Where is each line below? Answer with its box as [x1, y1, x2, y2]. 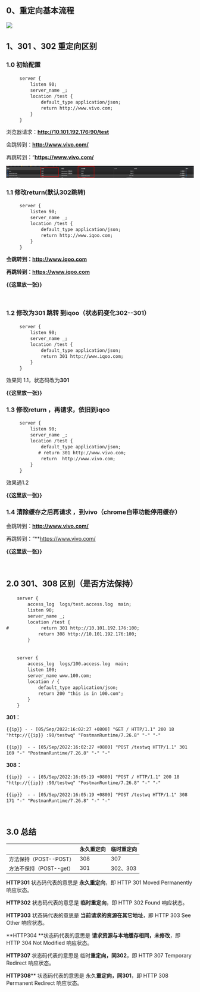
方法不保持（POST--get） [8, 865, 74, 872]
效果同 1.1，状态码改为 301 [6, 376, 70, 383]
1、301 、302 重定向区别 [6, 41, 97, 52]
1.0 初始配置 [6, 61, 41, 69]
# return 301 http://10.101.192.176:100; [6, 625, 140, 631]
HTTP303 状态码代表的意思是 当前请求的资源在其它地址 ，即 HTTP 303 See [6, 912, 192, 919]
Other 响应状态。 [6, 919, 48, 927]
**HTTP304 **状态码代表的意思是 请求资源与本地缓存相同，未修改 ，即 [6, 932, 180, 939]
